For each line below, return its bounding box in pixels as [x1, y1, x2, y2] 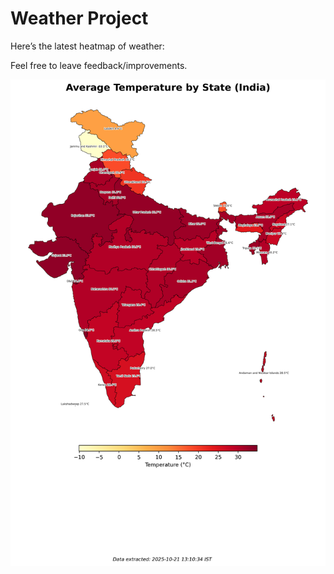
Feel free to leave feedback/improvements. [10, 59, 188, 71]
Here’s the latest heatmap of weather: [10, 40, 165, 52]
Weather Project [10, 7, 149, 30]
